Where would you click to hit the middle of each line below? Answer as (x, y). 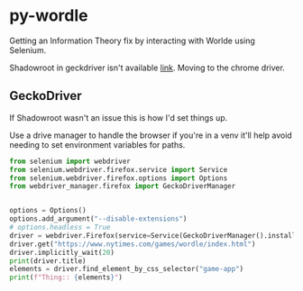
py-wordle (49, 16)
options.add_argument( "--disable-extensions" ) (98, 219)
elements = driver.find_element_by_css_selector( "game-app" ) (127, 269)
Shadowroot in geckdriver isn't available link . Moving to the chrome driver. (147, 68)
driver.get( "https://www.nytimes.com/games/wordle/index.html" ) (133, 244)
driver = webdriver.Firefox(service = (80, 235)
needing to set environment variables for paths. (97, 144)
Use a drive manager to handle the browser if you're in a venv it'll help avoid (151, 135)
